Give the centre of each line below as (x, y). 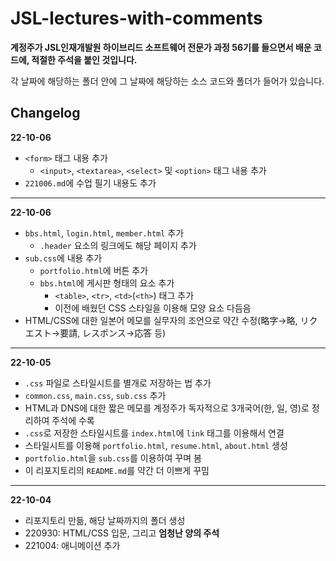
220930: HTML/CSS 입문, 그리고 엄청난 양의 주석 (122, 533)
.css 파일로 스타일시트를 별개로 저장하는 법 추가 (118, 383)
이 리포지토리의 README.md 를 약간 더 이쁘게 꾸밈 (117, 470)
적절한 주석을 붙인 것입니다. (84, 59)
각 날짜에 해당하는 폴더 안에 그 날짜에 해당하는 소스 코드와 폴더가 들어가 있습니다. (167, 81)
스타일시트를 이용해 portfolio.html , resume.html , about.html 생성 (156, 445)
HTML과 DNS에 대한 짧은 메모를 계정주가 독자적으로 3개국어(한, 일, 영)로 (167, 408)
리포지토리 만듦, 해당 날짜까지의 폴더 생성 (105, 520)
